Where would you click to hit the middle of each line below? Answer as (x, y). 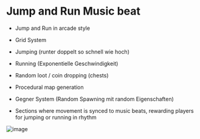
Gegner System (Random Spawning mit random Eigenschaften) (95, 99)
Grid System (31, 40)
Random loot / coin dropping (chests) (62, 75)
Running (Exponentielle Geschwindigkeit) (67, 63)
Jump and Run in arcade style (52, 28)
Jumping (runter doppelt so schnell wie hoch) (72, 52)
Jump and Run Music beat (74, 11)
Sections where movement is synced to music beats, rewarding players (104, 110)
